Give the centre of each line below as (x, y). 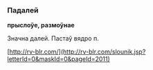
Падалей (23, 10)
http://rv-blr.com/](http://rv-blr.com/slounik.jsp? (78, 52)
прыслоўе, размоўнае (41, 25)
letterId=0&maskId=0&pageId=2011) (59, 59)
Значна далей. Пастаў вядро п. (53, 38)
